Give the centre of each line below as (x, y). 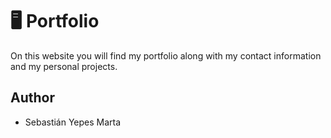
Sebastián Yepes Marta (73, 122)
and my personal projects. (64, 66)
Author (32, 98)
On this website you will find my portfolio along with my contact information (166, 55)
